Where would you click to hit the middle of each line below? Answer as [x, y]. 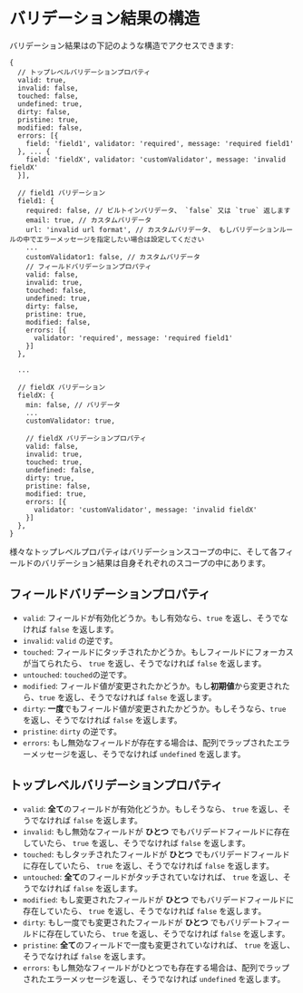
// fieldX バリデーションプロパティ [86, 438]
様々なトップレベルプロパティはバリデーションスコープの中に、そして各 [144, 551]
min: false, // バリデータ [73, 404]
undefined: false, [60, 470]
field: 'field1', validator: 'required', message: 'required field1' [160, 143]
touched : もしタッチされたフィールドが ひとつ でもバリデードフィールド [156, 854]
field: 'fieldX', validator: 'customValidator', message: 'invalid [156, 160]
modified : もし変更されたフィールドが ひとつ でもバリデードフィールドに [158, 900]
